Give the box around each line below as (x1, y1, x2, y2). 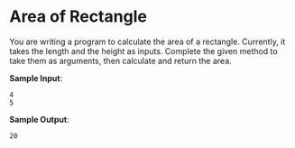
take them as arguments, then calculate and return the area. (9, 55, 232, 66)
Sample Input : (9, 72, 63, 83)
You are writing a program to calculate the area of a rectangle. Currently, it (9, 36, 286, 47)
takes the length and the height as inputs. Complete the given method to (9, 45, 278, 56)
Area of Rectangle (9, 6, 147, 27)
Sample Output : (9, 114, 69, 125)
